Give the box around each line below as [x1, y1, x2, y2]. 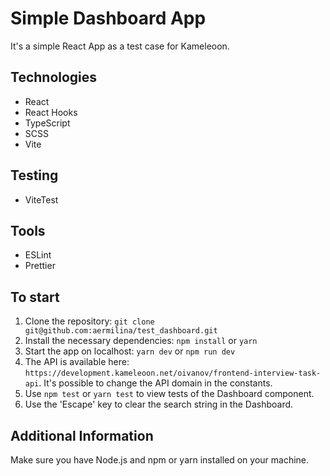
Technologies [10, 69, 98, 86]
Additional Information [10, 427, 154, 444]
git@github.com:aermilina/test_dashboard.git [24, 326, 218, 336]
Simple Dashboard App [10, 7, 207, 30]
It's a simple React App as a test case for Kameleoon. [10, 40, 230, 52]
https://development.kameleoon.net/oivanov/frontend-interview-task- [24, 368, 322, 379]
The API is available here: [24, 356, 130, 368]
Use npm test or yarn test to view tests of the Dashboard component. [24, 388, 315, 400]
